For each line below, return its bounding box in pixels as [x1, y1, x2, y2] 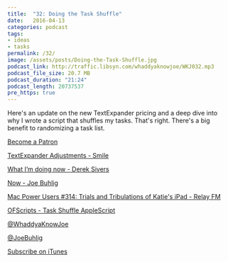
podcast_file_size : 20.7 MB [7, 69, 91, 76]
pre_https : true [7, 89, 55, 96]
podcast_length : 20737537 [7, 83, 84, 90]
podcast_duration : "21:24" [7, 76, 87, 84]
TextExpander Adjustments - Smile [7, 152, 109, 160]
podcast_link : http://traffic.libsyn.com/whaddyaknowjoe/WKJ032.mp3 [7, 63, 215, 70]
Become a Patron [7, 137, 58, 146]
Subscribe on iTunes [7, 247, 67, 256]
